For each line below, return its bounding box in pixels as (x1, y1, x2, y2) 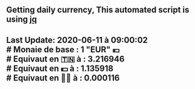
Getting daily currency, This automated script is (6, 5, 190, 15)
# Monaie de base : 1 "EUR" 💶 (6, 44, 120, 54)
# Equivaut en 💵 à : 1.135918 (6, 63, 113, 73)
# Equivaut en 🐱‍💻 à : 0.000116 (6, 73, 120, 83)
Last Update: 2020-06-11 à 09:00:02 (6, 35, 148, 45)
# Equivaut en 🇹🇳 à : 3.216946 (6, 54, 125, 64)
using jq (6, 15, 37, 25)
